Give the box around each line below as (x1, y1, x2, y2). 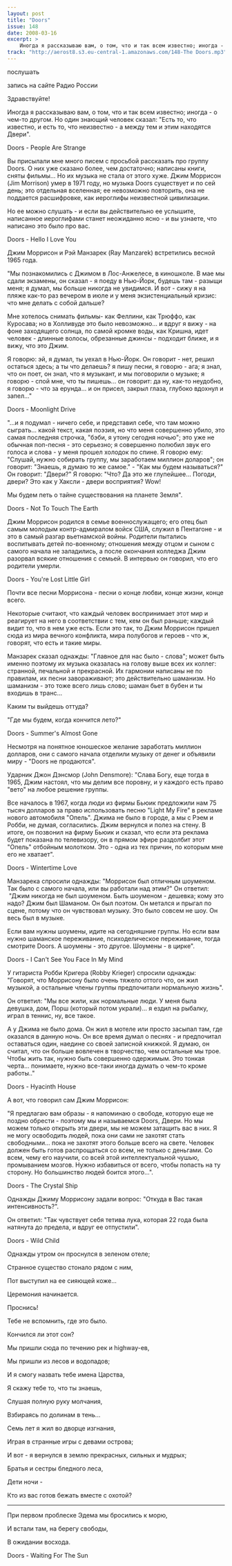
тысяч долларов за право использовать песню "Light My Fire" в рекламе (7, 805, 223, 814)
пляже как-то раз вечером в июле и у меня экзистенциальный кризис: (7, 291, 217, 300)
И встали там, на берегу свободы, (7, 1524, 108, 1533)
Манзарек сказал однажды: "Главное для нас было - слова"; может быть (7, 652, 224, 660)
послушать (7, 67, 40, 76)
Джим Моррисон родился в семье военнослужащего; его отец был (7, 517, 208, 526)
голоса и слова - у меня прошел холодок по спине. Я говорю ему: (7, 448, 204, 456)
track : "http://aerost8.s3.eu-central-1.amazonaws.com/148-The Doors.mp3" (7, 49, 227, 56)
